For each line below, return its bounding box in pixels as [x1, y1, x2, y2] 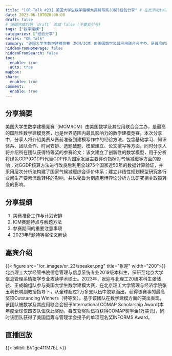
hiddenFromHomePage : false [5, 46, 63, 51]
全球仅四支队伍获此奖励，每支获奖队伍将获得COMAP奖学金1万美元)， [14, 308, 160, 314]
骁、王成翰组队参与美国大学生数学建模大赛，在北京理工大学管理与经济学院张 [5, 282, 167, 288]
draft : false [5, 17, 33, 22]
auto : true [10, 65, 33, 70]
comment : [5, 84, 24, 89]
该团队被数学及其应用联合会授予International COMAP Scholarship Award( [5, 301, 160, 307]
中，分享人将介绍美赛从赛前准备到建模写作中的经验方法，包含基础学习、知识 [5, 137, 167, 143]
